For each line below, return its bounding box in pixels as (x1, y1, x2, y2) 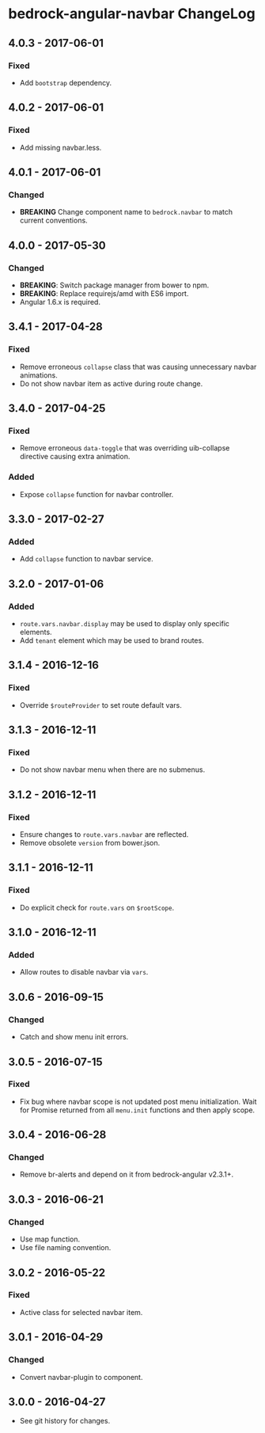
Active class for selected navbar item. (19, 1307, 143, 1317)
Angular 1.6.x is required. (19, 297, 101, 306)
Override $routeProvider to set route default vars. (19, 700, 182, 709)
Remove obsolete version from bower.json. (19, 838, 161, 848)
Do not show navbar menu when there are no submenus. (19, 765, 206, 774)
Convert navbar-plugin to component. (19, 1372, 143, 1382)
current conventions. (19, 215, 89, 226)
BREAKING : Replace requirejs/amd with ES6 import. (19, 288, 189, 298)
